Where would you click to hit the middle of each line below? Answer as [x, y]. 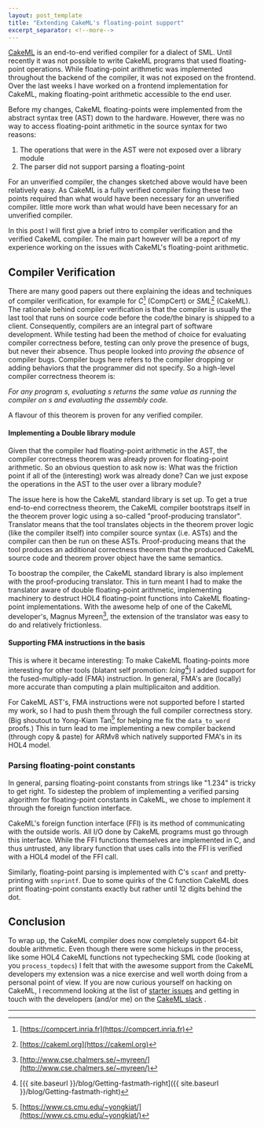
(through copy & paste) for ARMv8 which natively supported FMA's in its [125, 737]
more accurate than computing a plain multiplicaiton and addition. [114, 687]
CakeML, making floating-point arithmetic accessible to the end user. [120, 95]
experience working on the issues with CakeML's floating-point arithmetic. [128, 247]
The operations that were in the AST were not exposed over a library [130, 150]
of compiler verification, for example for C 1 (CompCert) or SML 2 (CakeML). [129, 300]
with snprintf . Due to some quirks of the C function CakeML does [142, 880]
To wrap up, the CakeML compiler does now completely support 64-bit [123, 941]
